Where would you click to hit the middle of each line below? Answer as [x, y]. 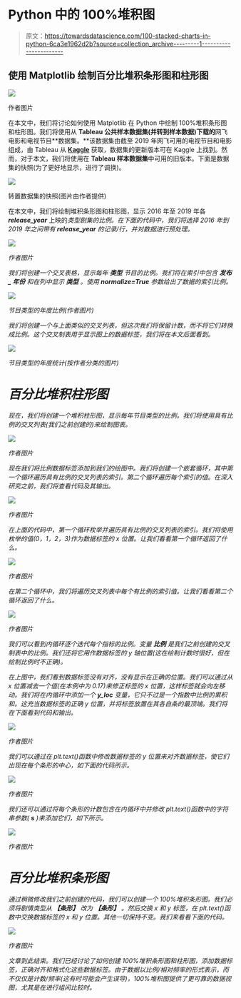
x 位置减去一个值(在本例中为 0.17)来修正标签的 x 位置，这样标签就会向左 [114, 685]
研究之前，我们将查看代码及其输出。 [61, 485]
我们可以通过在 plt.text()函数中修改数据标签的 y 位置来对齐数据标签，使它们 [119, 756]
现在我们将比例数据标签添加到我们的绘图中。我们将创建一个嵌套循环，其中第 [120, 468]
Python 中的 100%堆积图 [82, 15]
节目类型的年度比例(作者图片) [51, 310]
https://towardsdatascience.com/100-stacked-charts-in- [128, 36]
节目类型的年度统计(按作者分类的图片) [64, 363]
